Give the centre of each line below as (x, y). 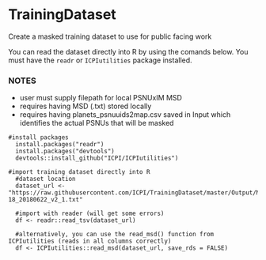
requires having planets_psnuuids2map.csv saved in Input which (125, 115)
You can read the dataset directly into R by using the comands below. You (128, 51)
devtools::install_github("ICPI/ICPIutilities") (97, 158)
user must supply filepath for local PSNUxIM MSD (101, 98)
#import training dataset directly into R (79, 172)
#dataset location (46, 179)
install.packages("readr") (60, 145)
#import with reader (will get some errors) (90, 214)
